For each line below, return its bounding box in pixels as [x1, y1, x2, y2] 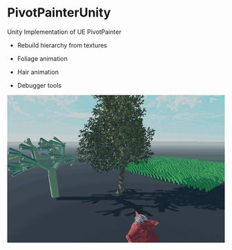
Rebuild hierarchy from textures [17, 41, 108, 49]
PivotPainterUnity [7, 5, 111, 21]
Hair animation [17, 68, 59, 76]
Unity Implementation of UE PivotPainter [7, 28, 122, 36]
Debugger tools [17, 81, 62, 89]
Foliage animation [17, 54, 68, 63]
